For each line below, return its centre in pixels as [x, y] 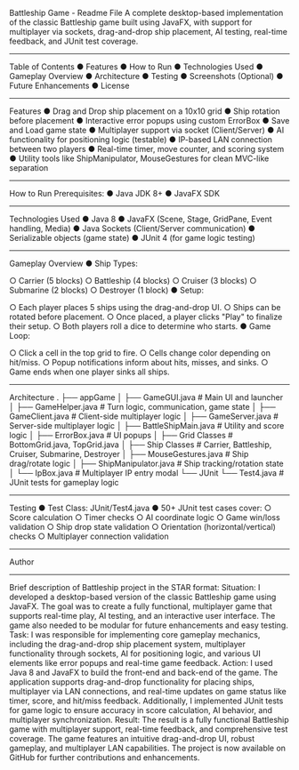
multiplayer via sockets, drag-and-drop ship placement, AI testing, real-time [148, 32]
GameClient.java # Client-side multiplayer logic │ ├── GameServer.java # [144, 416]
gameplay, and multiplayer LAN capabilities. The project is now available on [148, 748]
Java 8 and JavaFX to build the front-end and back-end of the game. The [144, 672]
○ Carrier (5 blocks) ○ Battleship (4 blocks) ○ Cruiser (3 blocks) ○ [133, 281]
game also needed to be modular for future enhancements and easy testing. [149, 625]
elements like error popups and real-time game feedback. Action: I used [141, 663]
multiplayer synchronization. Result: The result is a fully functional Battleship [149, 720]
